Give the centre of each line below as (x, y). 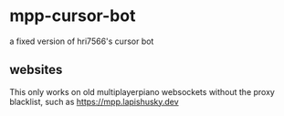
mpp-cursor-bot (73, 16)
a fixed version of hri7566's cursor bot (82, 41)
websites (36, 70)
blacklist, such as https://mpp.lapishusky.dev (95, 101)
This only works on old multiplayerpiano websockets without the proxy (142, 91)
